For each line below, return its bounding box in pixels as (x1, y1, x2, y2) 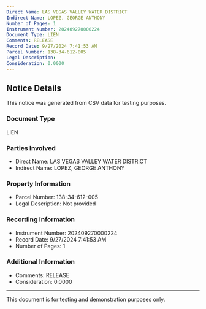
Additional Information (6, 257, 75, 266)
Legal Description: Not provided (15, 200, 96, 207)
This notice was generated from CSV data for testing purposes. (6, 99, 167, 107)
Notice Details (6, 83, 61, 93)
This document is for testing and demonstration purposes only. (6, 296, 166, 303)
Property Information (6, 179, 71, 188)
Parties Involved (6, 143, 56, 152)
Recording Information (6, 215, 75, 224)
